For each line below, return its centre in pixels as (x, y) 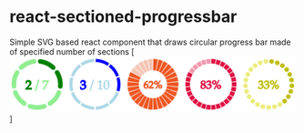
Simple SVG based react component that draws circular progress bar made (150, 42)
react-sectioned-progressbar (123, 17)
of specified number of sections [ (72, 51)
